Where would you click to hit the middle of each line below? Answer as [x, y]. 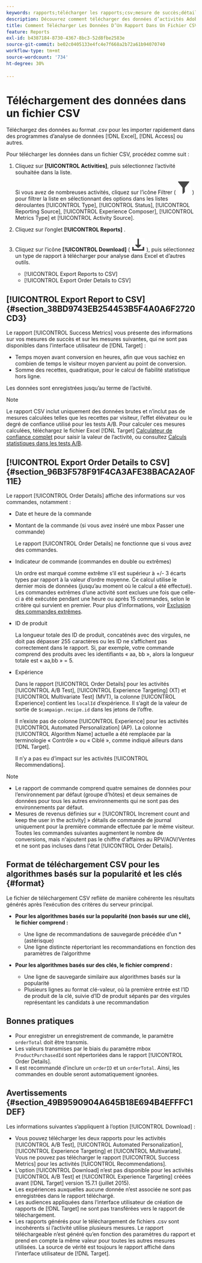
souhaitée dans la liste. [43, 172]
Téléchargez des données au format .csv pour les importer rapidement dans [101, 130]
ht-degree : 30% [25, 63]
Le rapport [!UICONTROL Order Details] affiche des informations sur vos [96, 496]
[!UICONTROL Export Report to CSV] [76, 299]
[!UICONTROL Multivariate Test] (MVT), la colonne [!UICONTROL [95, 697]
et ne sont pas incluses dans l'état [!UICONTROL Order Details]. [94, 846]
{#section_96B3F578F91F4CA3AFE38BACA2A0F [101, 472]
